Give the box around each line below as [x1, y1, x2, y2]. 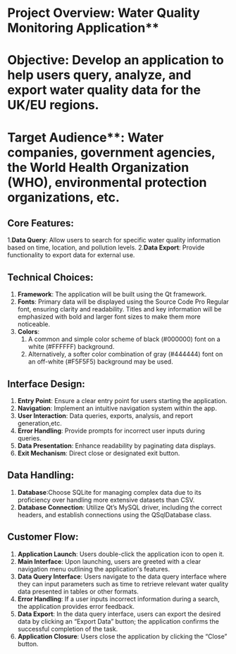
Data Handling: [7, 469, 75, 481]
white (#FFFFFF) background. [27, 343, 115, 351]
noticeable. [17, 320, 51, 328]
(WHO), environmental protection [7, 174, 207, 190]
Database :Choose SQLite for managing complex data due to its [17, 488, 202, 496]
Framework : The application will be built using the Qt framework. [17, 290, 207, 299]
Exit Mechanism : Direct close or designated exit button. [17, 449, 180, 457]
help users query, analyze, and [7, 67, 192, 83]
